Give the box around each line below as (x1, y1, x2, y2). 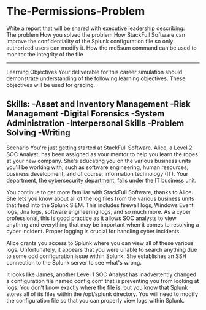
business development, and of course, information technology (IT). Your (6, 170, 189, 177)
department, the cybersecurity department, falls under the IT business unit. (6, 176, 197, 184)
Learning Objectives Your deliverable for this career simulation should (6, 68, 183, 75)
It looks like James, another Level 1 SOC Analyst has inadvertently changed (6, 271, 197, 278)
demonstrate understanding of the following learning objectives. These (6, 75, 186, 82)
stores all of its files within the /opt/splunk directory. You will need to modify (6, 290, 198, 298)
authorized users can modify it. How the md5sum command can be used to (6, 44, 197, 51)
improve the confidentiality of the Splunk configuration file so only (6, 37, 174, 45)
